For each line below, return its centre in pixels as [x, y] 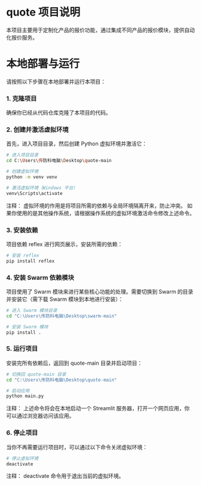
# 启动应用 [18, 391]
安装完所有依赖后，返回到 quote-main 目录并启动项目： [74, 363]
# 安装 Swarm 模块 [27, 327]
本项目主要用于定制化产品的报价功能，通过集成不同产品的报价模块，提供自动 [100, 30]
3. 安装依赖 [22, 230]
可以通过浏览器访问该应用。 [40, 416]
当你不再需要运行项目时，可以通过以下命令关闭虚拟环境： [77, 447]
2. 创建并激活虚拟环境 [37, 130]
